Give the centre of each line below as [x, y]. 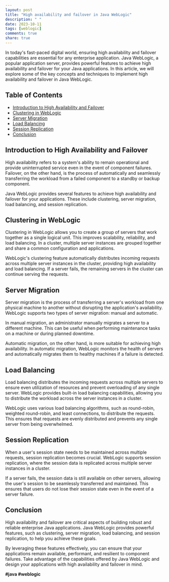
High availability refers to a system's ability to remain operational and [77, 162]
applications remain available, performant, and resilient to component [77, 553]
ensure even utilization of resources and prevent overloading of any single [82, 387]
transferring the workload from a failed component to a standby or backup [82, 178]
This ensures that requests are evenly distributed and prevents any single [81, 419]
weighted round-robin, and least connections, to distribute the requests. [80, 413]
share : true [18, 38]
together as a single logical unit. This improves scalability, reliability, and [80, 237]
